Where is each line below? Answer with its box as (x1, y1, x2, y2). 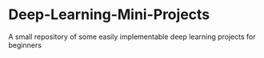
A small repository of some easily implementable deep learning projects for (8, 32, 256, 41)
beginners (8, 40, 42, 49)
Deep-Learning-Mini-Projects (8, 6, 210, 24)
